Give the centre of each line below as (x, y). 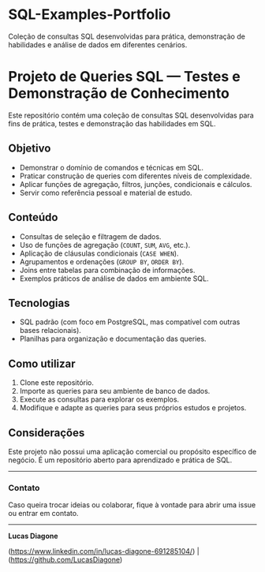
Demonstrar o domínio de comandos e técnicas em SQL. (111, 167)
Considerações (47, 433)
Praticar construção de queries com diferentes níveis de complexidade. (136, 176)
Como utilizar (42, 363)
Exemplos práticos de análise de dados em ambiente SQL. (114, 279)
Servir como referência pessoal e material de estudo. (106, 193)
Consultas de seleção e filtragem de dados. (90, 236)
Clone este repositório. (57, 383)
